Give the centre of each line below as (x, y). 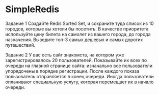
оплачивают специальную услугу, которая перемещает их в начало (79, 82)
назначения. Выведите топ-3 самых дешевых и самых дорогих (74, 40)
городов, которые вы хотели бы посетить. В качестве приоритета (77, 28)
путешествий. (20, 45)
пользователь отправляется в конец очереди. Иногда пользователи (79, 76)
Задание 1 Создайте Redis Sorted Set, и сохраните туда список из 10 (79, 23)
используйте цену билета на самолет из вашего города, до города (78, 34)
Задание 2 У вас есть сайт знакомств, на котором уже (65, 55)
